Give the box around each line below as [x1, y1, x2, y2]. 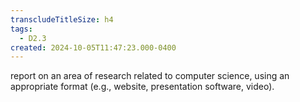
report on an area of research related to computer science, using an [10, 70, 290, 82]
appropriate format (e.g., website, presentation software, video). [10, 81, 275, 93]
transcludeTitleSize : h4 [10, 14, 114, 25]
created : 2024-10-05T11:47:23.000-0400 [10, 42, 177, 53]
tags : [10, 24, 33, 34]
